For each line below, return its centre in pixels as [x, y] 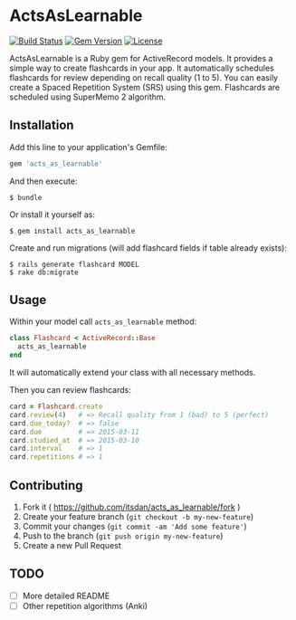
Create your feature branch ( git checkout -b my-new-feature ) [138, 516]
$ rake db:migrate [44, 272]
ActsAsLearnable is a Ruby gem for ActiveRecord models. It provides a [141, 58]
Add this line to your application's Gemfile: [88, 147]
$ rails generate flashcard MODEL [75, 264]
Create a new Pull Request [72, 545]
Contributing [46, 485]
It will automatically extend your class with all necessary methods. [133, 373]
